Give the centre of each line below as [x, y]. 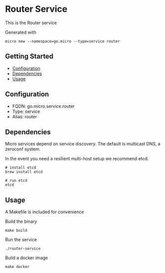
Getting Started [29, 56]
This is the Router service [31, 23]
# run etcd [16, 181]
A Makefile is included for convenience [45, 212]
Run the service [21, 239]
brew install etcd [24, 172]
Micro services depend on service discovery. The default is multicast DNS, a [83, 144]
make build [16, 231]
